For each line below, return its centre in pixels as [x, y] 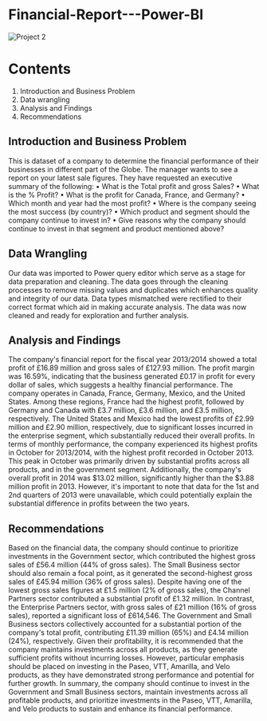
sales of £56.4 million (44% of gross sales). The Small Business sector [124, 565]
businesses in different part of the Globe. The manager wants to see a [123, 169]
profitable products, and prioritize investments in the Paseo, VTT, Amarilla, [131, 700]
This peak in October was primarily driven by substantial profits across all [129, 461]
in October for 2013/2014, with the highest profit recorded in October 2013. [131, 453]
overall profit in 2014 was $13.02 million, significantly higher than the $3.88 [132, 478]
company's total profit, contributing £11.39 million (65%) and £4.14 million [129, 632]
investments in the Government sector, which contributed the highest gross [132, 557]
